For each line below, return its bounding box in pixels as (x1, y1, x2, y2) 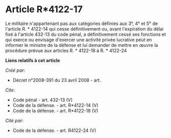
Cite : (5, 87, 15, 93)
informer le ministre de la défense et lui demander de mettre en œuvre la (5, 42, 158, 48)
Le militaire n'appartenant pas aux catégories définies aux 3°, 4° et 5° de (5, 20, 158, 26)
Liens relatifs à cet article (5, 57, 60, 63)
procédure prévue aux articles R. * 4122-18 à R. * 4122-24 (5, 47, 127, 53)
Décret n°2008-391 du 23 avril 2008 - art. (12, 77, 101, 83)
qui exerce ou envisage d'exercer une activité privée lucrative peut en (5, 37, 152, 43)
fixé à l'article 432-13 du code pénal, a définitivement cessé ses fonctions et (5, 31, 166, 37)
